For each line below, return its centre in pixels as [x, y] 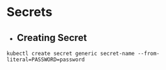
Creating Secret [52, 38]
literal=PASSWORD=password [46, 60]
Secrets [30, 12]
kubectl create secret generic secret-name [71, 53]
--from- [149, 53]
